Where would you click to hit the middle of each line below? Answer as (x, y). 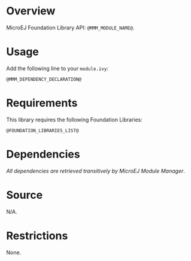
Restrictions (37, 236)
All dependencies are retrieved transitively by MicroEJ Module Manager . (96, 171)
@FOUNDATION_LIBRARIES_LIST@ (43, 130)
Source (25, 195)
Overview (31, 11)
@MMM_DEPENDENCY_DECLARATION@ (44, 79)
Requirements (42, 103)
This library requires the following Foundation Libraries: (74, 119)
